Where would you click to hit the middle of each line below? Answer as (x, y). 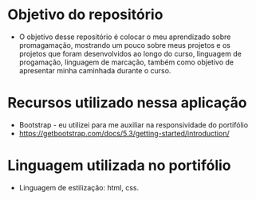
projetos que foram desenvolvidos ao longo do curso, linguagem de (130, 53)
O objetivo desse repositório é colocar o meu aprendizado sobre (125, 37)
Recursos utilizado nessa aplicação (128, 103)
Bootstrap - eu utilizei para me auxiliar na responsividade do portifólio (134, 124)
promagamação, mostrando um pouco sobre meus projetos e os (124, 45)
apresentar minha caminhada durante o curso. (95, 70)
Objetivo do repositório (85, 15)
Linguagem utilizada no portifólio (119, 166)
